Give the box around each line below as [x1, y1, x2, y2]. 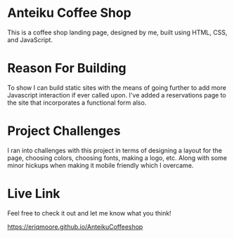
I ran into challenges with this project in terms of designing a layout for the [7, 146, 223, 154]
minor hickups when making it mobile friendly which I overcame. [7, 161, 194, 169]
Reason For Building [7, 60, 126, 77]
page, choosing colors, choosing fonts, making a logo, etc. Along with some [7, 153, 227, 162]
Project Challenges [7, 123, 121, 139]
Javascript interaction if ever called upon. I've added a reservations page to [7, 91, 226, 99]
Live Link [7, 186, 61, 201]
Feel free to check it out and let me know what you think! [7, 209, 171, 217]
